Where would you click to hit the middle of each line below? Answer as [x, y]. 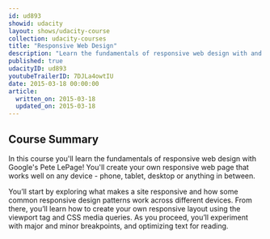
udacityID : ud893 [38, 69]
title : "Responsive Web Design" [63, 46]
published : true [36, 62]
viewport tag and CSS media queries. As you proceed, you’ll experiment [129, 217]
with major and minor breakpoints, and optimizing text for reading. [118, 226]
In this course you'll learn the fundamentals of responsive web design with [133, 158]
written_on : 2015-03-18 [55, 99]
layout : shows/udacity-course [59, 31]
